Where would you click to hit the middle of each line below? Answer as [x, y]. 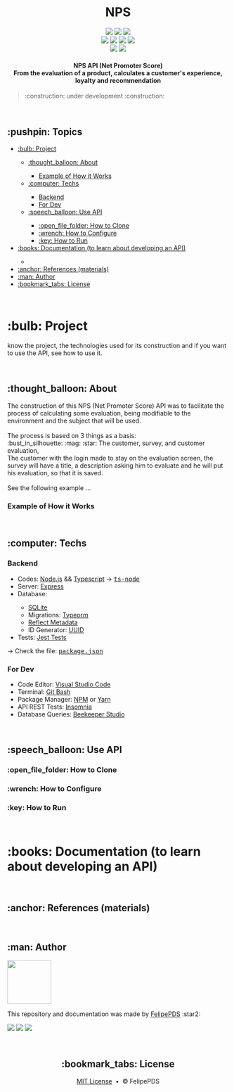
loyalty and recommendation [118, 80]
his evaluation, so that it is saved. [55, 473]
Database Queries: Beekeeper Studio [71, 714]
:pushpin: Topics [45, 132]
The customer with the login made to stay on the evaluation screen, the [110, 458]
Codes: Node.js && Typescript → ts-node [79, 579]
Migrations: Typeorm [58, 615]
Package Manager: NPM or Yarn [64, 699]
